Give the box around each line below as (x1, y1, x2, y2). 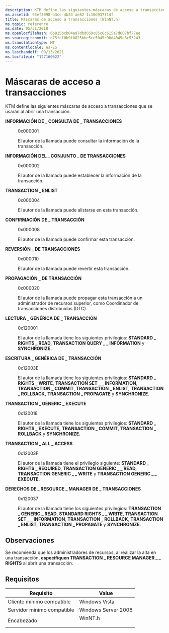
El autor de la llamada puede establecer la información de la (18, 172, 142, 179)
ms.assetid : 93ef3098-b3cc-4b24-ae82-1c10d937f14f (5, 12, 114, 17)
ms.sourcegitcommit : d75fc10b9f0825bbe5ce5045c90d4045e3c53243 (5, 36, 141, 41)
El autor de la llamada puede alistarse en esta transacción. (18, 207, 139, 213)
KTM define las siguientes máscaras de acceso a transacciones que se (5, 103, 153, 109)
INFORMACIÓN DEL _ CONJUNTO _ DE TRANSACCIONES (5, 153, 126, 159)
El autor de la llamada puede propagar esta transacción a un (18, 295, 143, 301)
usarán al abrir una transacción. (5, 109, 71, 115)
